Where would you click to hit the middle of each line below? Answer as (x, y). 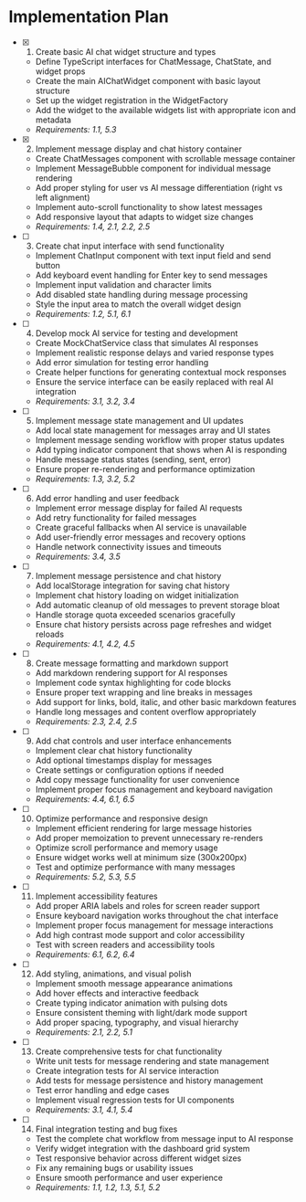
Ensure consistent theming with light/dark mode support (141, 1012)
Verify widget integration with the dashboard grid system (142, 1148)
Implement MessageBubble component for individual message (153, 168)
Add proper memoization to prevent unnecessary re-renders (149, 838)
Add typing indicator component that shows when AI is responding (161, 449)
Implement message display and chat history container (139, 149)
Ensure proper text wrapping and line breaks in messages (144, 692)
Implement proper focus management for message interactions (154, 925)
